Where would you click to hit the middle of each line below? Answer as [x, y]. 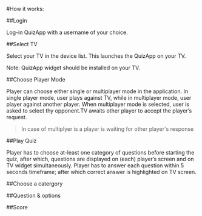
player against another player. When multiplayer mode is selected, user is [98, 104]
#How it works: [25, 9]
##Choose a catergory [35, 184]
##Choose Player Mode [36, 79]
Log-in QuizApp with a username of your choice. [67, 32]
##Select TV [22, 44]
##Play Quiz [22, 141]
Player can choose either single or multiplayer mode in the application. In [97, 91]
